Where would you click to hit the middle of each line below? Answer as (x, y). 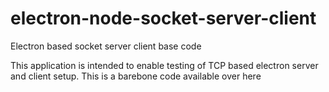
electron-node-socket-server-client (163, 18)
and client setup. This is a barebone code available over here (136, 76)
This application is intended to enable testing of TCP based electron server (164, 65)
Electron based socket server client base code (106, 46)
